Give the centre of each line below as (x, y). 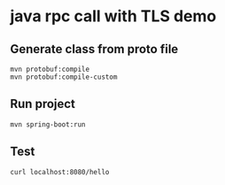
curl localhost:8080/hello (60, 172)
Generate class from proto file (94, 49)
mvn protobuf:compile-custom (64, 77)
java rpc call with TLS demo (113, 16)
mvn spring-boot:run (48, 124)
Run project (43, 104)
